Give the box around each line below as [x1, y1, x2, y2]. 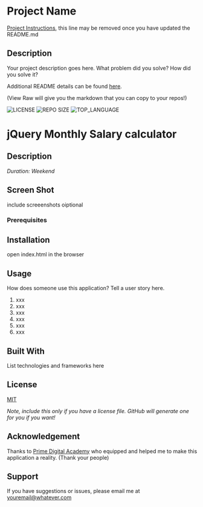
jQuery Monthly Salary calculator [7, 127, 177, 141]
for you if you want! [7, 414, 56, 421]
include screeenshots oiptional [7, 201, 83, 208]
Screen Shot [7, 185, 54, 195]
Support [7, 471, 39, 482]
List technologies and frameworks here [7, 362, 105, 369]
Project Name [7, 4, 77, 18]
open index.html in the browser [7, 251, 85, 258]
